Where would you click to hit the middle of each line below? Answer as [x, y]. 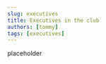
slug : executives [33, 14]
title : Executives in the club [53, 20]
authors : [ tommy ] [33, 27]
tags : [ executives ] [36, 33]
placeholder [25, 53]
